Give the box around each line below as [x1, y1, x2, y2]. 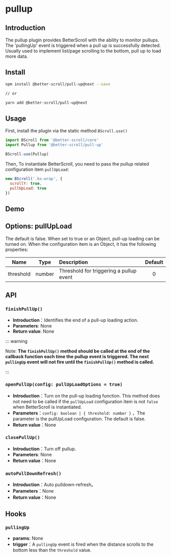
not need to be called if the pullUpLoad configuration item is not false [12, 398, 158, 404]
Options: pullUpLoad [5, 222, 72, 230]
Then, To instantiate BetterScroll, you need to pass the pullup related [5, 160, 149, 167]
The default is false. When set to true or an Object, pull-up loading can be [5, 236, 160, 242]
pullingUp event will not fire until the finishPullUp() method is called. [5, 359, 154, 365]
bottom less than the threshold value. [12, 547, 92, 553]
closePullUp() [5, 435, 40, 440]
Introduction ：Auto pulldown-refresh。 [12, 481, 96, 488]
